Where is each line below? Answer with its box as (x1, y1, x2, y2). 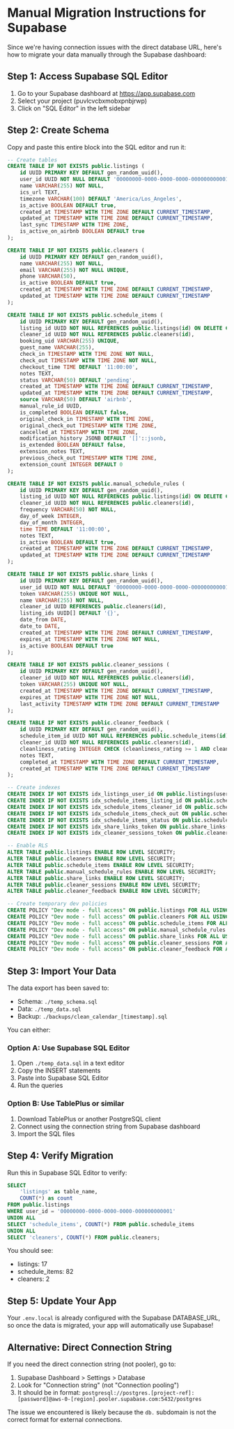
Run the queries (17, 1082, 63, 1090)
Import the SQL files (17, 1129, 75, 1137)
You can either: (7, 1026, 51, 1034)
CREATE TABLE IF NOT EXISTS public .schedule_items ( (7, 311, 164, 319)
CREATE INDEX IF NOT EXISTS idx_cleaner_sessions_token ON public (7, 830, 204, 837)
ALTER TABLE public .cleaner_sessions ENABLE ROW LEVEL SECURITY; (7, 881, 201, 889)
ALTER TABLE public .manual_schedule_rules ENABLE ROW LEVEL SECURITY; (7, 868, 217, 875)
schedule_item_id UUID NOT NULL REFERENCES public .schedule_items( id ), (19, 733, 232, 740)
